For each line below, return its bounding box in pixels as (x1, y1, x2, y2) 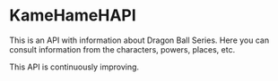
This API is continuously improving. (9, 61, 140, 72)
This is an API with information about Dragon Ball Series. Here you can (9, 35, 270, 45)
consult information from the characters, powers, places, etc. (9, 44, 236, 54)
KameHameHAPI (9, 5, 136, 26)
